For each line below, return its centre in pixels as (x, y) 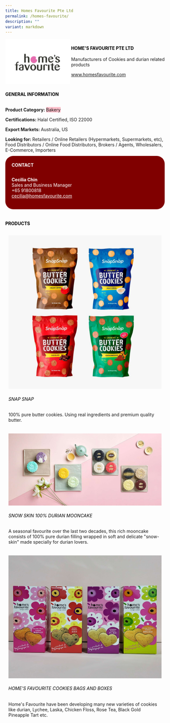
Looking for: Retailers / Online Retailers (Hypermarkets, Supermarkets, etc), (84, 139)
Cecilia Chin (25, 179)
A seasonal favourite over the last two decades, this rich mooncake (78, 531)
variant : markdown (25, 27)
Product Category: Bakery (33, 110)
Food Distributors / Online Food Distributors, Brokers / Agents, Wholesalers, (84, 145)
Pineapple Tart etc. (28, 715)
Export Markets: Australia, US (37, 130)
